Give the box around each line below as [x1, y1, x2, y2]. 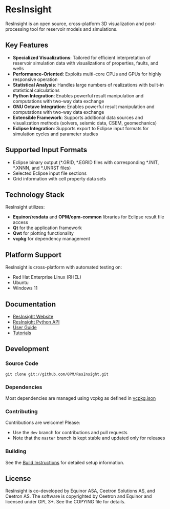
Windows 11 [12, 285, 38, 291]
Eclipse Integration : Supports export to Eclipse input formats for [12, 125, 149, 131]
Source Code [5, 360, 38, 367]
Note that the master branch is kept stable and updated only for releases [12, 435, 165, 441]
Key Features [5, 41, 49, 50]
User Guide [12, 324, 37, 330]
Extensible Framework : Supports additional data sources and [12, 114, 143, 120]
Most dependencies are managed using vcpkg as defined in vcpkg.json [5, 395, 156, 401]
